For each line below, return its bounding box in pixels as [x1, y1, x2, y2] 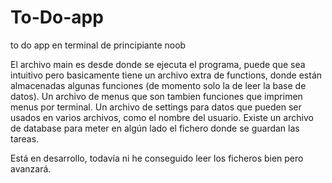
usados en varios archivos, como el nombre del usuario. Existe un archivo [10, 111, 314, 123]
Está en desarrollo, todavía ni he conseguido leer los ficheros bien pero [10, 152, 304, 164]
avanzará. [10, 162, 52, 175]
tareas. [10, 132, 40, 145]
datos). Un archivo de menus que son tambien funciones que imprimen [10, 90, 303, 102]
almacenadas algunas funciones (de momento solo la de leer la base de [10, 79, 307, 91]
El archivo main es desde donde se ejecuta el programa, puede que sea [10, 58, 306, 70]
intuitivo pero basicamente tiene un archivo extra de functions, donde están [10, 69, 323, 81]
